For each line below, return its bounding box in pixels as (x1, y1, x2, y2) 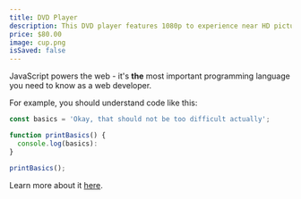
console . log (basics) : (17, 139, 99, 148)
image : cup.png (9, 37, 66, 47)
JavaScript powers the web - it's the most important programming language (9, 70, 291, 81)
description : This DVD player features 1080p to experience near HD (9, 21, 271, 30)
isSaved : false (9, 46, 66, 55)
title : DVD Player (9, 12, 78, 22)
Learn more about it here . (9, 179, 103, 190)
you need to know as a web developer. (9, 80, 152, 91)
